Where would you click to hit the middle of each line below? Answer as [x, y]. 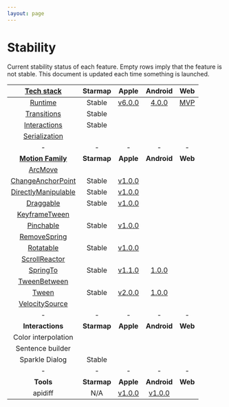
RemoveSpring [43, 236]
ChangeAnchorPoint [43, 181]
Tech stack [43, 91]
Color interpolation [43, 337]
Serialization [43, 136]
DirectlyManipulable [43, 192]
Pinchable [43, 225]
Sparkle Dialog [43, 360]
